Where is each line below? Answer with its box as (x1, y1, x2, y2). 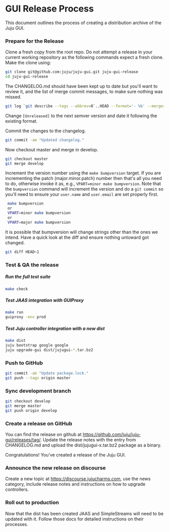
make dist (5, 338, 26, 343)
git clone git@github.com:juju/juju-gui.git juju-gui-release (5, 69, 138, 74)
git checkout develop (5, 399, 51, 404)
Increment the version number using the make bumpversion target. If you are (5, 170, 161, 176)
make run (5, 310, 24, 315)
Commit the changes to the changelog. (5, 128, 86, 134)
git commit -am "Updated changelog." (5, 137, 84, 142)
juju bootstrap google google (5, 343, 69, 348)
